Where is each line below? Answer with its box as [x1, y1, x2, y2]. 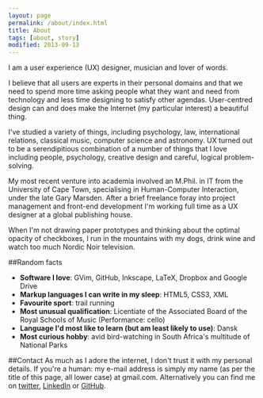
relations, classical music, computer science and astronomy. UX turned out [8, 136, 253, 145]
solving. [8, 161, 34, 170]
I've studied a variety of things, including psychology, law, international [8, 128, 240, 137]
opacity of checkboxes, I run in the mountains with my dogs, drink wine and [8, 234, 256, 243]
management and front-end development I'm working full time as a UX [8, 201, 238, 211]
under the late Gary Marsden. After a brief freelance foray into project [8, 193, 236, 203]
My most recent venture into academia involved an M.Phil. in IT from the [8, 176, 243, 186]
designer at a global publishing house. [8, 210, 133, 220]
